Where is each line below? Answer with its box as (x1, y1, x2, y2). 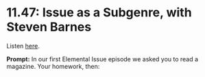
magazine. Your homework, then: (6, 62, 100, 70)
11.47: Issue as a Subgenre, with (6, 5, 193, 20)
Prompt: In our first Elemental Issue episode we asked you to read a (6, 55, 199, 63)
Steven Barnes (6, 19, 92, 35)
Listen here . (6, 42, 40, 50)
